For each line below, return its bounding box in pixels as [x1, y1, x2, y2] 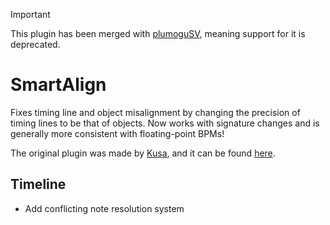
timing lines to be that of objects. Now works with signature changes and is [10, 117, 320, 129]
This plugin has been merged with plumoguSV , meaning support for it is [10, 28, 306, 39]
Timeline [10, 176, 67, 193]
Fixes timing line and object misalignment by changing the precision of [10, 106, 301, 118]
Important [10, 9, 51, 20]
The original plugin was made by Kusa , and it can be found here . [10, 147, 276, 159]
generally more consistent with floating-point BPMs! [10, 127, 225, 139]
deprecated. [10, 39, 61, 50]
